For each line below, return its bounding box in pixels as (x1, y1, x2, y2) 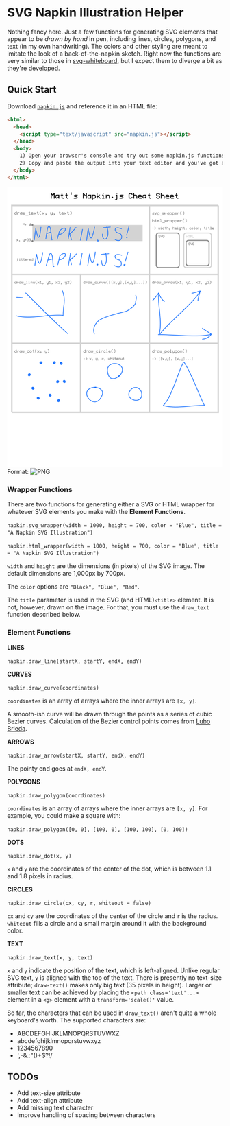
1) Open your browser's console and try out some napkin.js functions (19, 152, 225, 159)
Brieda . (7, 724, 27, 732)
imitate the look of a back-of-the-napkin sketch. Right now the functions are (7, 49, 222, 58)
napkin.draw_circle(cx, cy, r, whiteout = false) (7, 900, 152, 906)
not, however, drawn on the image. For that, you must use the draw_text (7, 603, 210, 611)
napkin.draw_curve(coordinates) (7, 684, 99, 691)
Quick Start (7, 84, 57, 95)
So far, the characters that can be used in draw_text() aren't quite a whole (7, 1009, 217, 1017)
